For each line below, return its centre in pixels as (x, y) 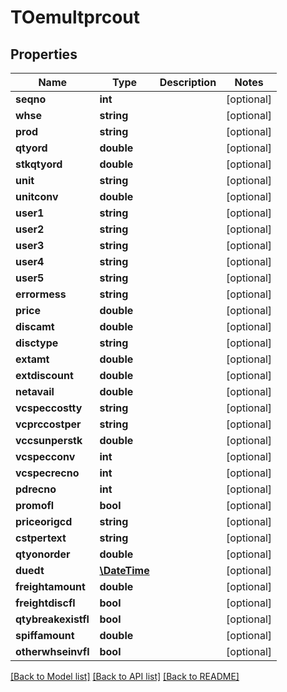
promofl (35, 505)
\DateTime (124, 570)
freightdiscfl (45, 603)
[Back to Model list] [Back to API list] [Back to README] (125, 676)
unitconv (37, 196)
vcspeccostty (49, 408)
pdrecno (36, 489)
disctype (37, 343)
